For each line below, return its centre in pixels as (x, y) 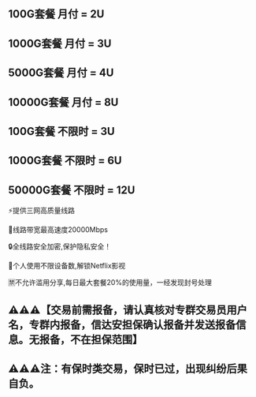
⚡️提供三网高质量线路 (42, 211)
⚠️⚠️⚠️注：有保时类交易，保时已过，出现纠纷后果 (128, 368)
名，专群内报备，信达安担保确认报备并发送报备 (122, 325)
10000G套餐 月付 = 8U (63, 102)
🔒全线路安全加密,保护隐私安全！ (60, 246)
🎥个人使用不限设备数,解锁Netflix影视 (67, 266)
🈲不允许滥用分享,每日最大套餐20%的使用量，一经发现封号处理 (110, 283)
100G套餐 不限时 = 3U (62, 131)
